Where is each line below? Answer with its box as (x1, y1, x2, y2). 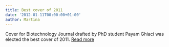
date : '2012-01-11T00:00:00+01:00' (5, 12, 81, 17)
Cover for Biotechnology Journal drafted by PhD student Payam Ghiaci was (5, 31, 164, 37)
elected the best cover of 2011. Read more (5, 36, 95, 42)
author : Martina (5, 17, 40, 22)
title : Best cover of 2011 (5, 7, 63, 13)
